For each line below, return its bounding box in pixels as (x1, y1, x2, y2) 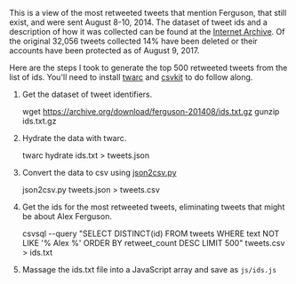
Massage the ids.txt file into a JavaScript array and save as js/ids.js (21, 264, 277, 274)
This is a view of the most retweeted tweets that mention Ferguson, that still (9, 8, 287, 18)
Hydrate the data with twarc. (21, 133, 127, 143)
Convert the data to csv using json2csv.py (21, 168, 177, 177)
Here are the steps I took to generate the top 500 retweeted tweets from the (9, 62, 288, 73)
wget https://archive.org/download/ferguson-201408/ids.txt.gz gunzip (21, 106, 280, 116)
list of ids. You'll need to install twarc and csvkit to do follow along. (9, 72, 253, 83)
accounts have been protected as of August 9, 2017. (9, 45, 200, 56)
